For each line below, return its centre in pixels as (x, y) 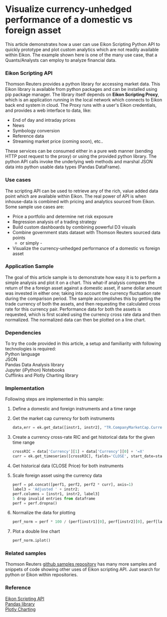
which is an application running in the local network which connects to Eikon (84, 100)
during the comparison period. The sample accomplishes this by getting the (83, 299)
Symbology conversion (36, 131)
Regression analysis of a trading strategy (54, 222)
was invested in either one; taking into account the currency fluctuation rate (83, 293)
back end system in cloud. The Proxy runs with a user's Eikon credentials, (81, 105)
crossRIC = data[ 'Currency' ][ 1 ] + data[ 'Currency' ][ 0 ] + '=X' (78, 452)
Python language (23, 354)
